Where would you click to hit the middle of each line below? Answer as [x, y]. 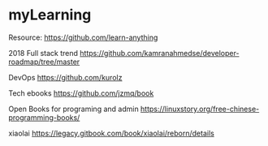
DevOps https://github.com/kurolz [65, 77]
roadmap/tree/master [44, 62]
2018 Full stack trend [43, 53]
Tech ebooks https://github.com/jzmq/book [81, 93]
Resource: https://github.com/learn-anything [83, 37]
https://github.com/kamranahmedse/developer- [160, 53]
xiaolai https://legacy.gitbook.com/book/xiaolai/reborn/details [112, 133]
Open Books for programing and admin [74, 109]
